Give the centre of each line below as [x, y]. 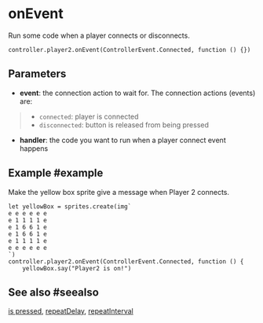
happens [34, 148]
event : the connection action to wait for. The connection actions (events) [137, 93]
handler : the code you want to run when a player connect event [122, 140]
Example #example [56, 173]
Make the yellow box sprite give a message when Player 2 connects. [119, 192]
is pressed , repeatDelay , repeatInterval [71, 311]
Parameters [37, 74]
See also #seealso [54, 292]
